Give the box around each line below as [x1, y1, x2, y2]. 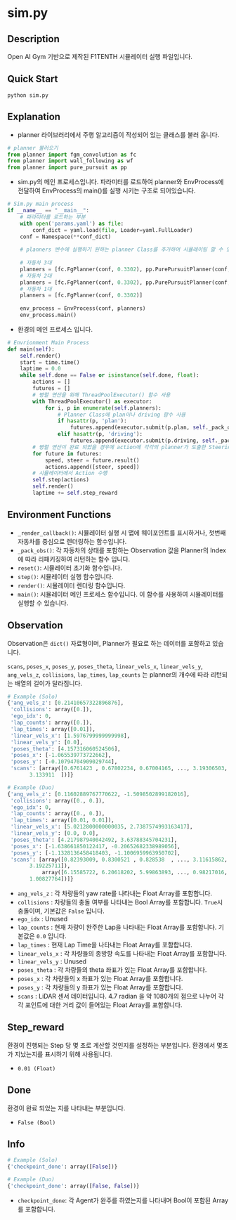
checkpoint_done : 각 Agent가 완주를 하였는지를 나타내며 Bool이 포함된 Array [17, 1196, 229, 1205]
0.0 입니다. [36, 932, 67, 940]
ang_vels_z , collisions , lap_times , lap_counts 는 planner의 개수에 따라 [7, 670, 209, 679]
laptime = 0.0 [20, 365, 61, 372]
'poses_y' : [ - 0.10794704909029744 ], [10, 758, 118, 765]
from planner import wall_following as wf [7, 157, 133, 164]
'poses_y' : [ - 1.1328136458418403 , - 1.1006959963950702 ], [10, 849, 181, 857]
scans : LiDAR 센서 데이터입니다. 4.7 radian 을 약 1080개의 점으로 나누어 [17, 992, 216, 1000]
